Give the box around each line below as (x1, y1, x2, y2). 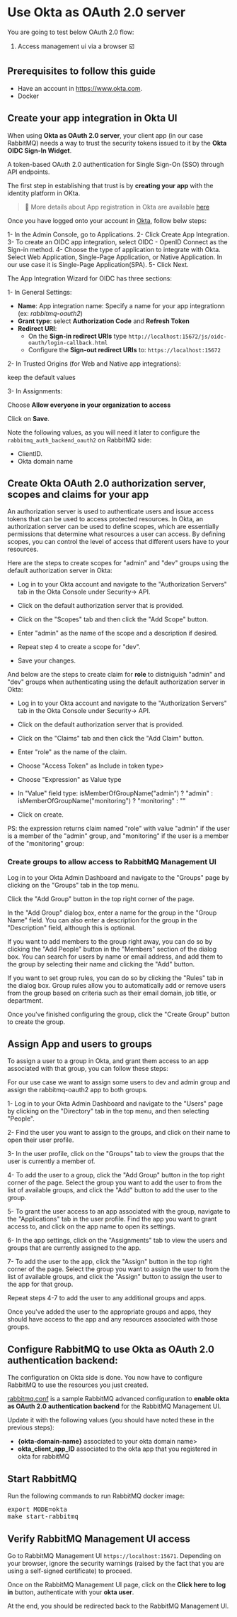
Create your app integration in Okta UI (7, 112, 178, 124)
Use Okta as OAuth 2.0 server (7, 4, 186, 21)
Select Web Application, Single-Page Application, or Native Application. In (7, 253, 223, 261)
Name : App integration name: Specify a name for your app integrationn (17, 301, 225, 310)
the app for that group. (7, 1280, 74, 1289)
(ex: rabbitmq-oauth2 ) (17, 309, 83, 317)
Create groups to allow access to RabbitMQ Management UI (7, 857, 217, 867)
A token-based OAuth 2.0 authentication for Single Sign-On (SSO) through (7, 160, 224, 168)
